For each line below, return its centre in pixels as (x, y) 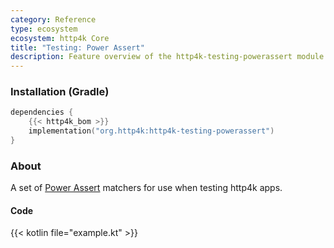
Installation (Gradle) (60, 92)
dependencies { (42, 112)
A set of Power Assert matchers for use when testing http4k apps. (146, 188)
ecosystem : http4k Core (60, 38)
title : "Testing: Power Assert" (77, 47)
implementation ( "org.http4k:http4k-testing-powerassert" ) (151, 131)
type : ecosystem (44, 29)
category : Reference (53, 19)
